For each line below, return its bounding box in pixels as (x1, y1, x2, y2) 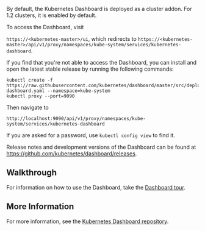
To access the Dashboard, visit (6, 24, 84, 30)
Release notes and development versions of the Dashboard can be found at (6, 143, 196, 151)
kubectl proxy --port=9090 (6, 93, 75, 99)
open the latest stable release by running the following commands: (6, 65, 174, 73)
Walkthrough (6, 168, 57, 178)
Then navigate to (6, 104, 49, 111)
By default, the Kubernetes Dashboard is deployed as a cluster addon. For (6, 5, 192, 12)
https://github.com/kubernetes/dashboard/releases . (6, 150, 137, 157)
